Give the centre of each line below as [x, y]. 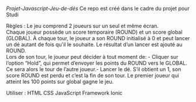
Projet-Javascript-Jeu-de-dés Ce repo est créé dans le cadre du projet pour [98, 8]
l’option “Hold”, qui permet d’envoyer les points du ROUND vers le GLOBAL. [97, 63]
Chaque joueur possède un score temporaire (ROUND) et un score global [94, 32]
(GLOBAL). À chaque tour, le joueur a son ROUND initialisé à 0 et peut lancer [98, 38]
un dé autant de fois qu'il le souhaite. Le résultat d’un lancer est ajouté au [94, 44]
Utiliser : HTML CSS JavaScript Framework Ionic [64, 93]
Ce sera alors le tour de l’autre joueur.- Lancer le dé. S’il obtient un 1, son [94, 69]
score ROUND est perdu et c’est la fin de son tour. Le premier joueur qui [93, 75]
